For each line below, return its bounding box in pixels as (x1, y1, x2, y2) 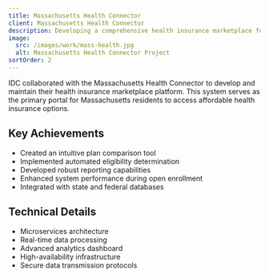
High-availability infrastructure (19, 252, 121, 261)
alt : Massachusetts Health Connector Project (15, 49, 171, 57)
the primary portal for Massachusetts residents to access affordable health (8, 95, 255, 105)
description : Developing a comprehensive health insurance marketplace (8, 26, 252, 34)
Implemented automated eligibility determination (19, 157, 180, 166)
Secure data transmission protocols (19, 260, 138, 270)
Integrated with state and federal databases (19, 181, 164, 192)
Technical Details (8, 205, 97, 219)
